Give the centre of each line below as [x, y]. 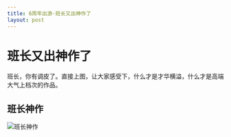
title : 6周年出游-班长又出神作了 [49, 13]
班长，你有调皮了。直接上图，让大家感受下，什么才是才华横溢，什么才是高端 [115, 76]
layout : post [26, 20]
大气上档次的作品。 [34, 85]
